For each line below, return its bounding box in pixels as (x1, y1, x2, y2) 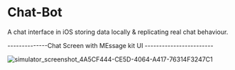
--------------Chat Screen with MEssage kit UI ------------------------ (7, 41, 214, 49)
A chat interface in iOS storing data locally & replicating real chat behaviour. (7, 28, 229, 36)
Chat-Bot (7, 4, 62, 21)
